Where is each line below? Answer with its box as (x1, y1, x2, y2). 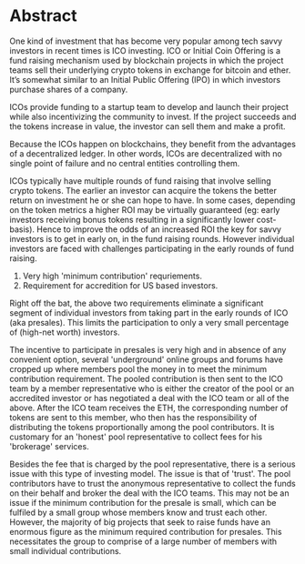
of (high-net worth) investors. (9, 327, 120, 337)
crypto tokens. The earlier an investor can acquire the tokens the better (9, 185, 278, 196)
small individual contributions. (9, 545, 122, 556)
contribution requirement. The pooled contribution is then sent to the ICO (9, 373, 284, 384)
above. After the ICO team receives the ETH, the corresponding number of (9, 402, 289, 413)
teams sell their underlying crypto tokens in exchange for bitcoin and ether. (9, 65, 291, 76)
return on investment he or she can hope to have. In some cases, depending (9, 195, 296, 206)
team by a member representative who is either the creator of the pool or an (9, 383, 294, 394)
